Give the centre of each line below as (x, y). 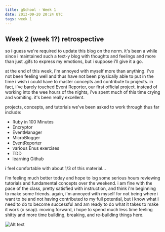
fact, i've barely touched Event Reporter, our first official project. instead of (81, 87)
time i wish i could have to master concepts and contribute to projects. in (79, 82)
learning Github (28, 159)
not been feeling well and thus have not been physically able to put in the (80, 76)
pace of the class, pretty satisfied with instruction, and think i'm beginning (81, 188)
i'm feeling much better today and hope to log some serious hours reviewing (83, 178)
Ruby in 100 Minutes (33, 122)
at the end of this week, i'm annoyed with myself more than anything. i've (80, 71)
